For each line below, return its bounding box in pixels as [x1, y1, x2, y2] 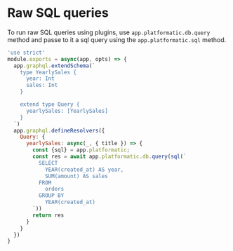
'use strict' [7, 49, 46, 56]
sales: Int [25, 82, 58, 89]
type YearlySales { [20, 69, 77, 76]
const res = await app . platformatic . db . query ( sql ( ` [32, 153, 187, 161]
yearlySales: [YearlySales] [25, 107, 109, 114]
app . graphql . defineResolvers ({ [13, 127, 105, 134]
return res [32, 212, 65, 219]
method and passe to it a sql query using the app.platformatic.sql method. [7, 35, 227, 43]
